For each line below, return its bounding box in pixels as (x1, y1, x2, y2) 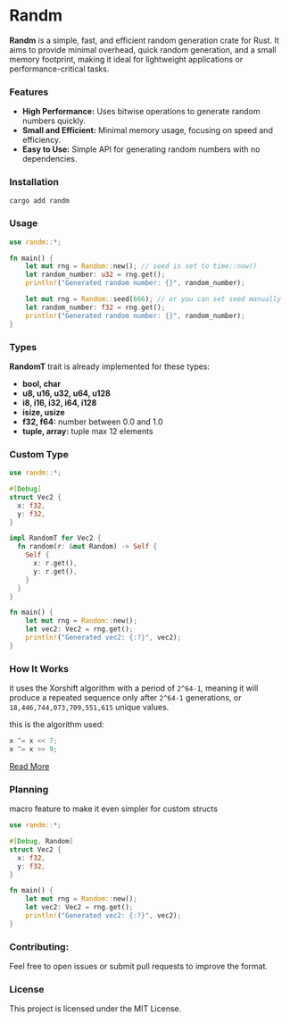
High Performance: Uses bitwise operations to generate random (21, 106, 261, 117)
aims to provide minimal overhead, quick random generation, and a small (9, 44, 277, 55)
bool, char (21, 378, 61, 389)
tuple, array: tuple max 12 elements (21, 425, 153, 436)
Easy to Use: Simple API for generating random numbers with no (21, 144, 261, 155)
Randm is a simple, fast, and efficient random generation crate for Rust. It (9, 35, 279, 46)
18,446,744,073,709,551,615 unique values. (9, 702, 170, 713)
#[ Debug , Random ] (9, 837, 74, 846)
